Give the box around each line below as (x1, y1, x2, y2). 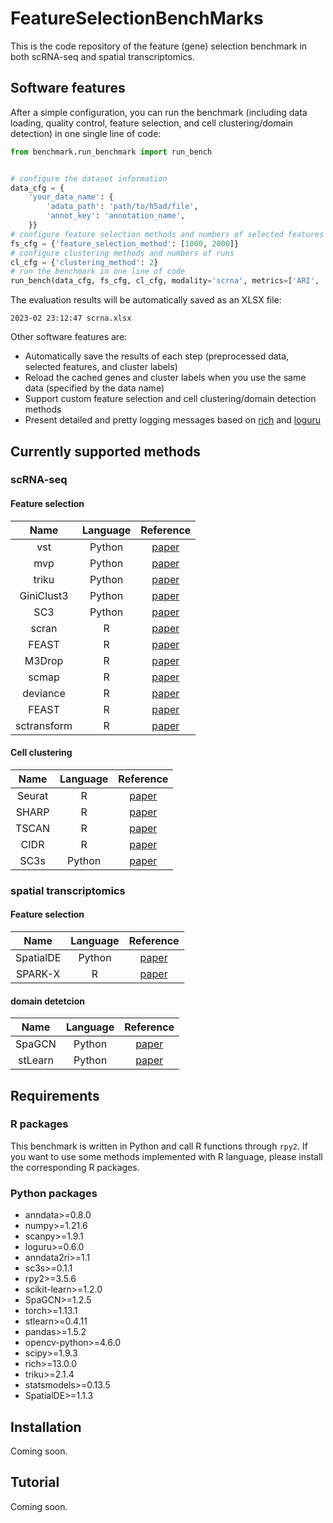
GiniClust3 (19, 588, 69, 602)
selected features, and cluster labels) (24, 361, 178, 373)
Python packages (10, 1186, 98, 1200)
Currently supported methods (10, 443, 201, 460)
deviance (22, 686, 66, 700)
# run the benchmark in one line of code (10, 267, 186, 277)
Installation (10, 1418, 82, 1436)
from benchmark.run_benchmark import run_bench (10, 147, 213, 157)
